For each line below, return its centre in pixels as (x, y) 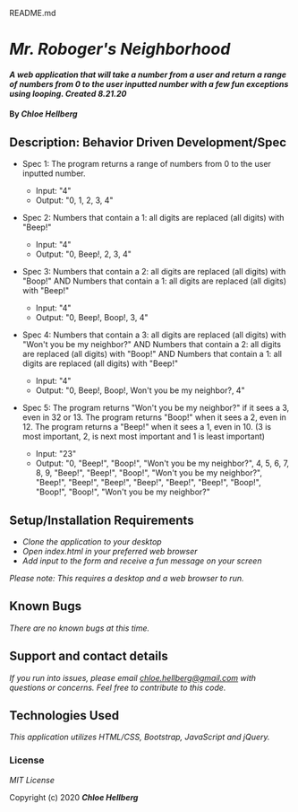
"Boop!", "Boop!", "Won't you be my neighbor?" (123, 492)
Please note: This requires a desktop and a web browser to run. (127, 578)
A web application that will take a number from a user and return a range (148, 74)
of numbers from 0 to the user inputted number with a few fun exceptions (149, 83)
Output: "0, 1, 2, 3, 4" (74, 200)
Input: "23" (56, 454)
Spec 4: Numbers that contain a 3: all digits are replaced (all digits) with (154, 335)
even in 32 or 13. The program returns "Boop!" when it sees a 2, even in (154, 417)
